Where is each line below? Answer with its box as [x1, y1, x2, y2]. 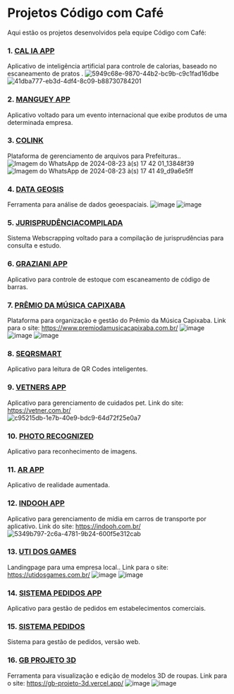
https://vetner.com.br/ [7, 406, 71, 414]
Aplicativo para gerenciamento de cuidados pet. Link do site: [7, 398, 184, 407]
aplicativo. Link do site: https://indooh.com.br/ [7, 522, 141, 530]
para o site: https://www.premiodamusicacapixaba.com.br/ [7, 324, 178, 332]
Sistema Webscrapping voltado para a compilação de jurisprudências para [7, 234, 224, 243]
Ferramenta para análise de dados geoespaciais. [7, 200, 149, 209]
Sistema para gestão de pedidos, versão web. [7, 638, 141, 646]
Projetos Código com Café [7, 5, 164, 21]
